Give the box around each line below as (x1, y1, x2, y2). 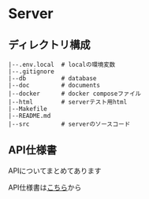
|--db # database (8, 75, 97, 83)
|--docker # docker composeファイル (8, 90, 142, 98)
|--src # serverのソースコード (8, 120, 131, 128)
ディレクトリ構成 (8, 38, 91, 51)
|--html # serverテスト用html (8, 98, 128, 106)
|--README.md (8, 112, 51, 120)
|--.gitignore (8, 68, 55, 76)
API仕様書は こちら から (8, 182, 82, 192)
